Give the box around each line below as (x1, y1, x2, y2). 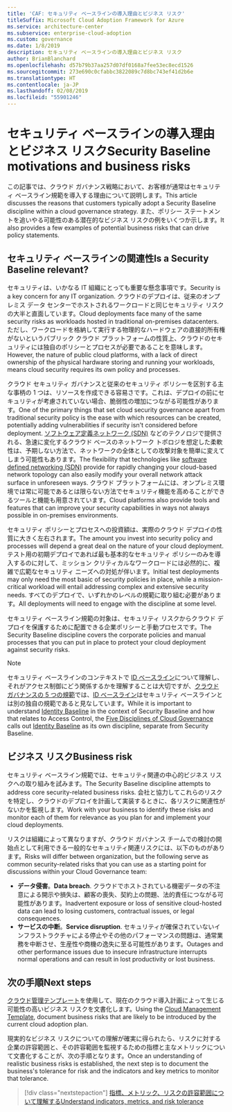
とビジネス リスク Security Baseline (7, 144, 211, 160)
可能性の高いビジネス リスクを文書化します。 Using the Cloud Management (7, 1005, 221, 1013)
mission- (197, 575, 223, 583)
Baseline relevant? (7, 264, 89, 276)
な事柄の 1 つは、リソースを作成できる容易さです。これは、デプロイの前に (7, 388, 219, 396)
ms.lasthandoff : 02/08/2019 (7, 87, 89, 94)
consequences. (17, 914, 62, 923)
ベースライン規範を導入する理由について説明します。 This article (15, 191, 197, 199)
